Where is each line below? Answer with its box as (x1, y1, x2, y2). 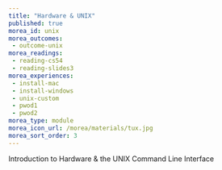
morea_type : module (8, 117, 74, 125)
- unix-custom (11, 94, 60, 102)
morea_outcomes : (8, 34, 63, 43)
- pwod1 (11, 102, 38, 110)
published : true (8, 19, 63, 27)
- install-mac (11, 79, 60, 87)
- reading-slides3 (11, 64, 74, 73)
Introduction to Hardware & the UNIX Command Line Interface (8, 154, 215, 164)
